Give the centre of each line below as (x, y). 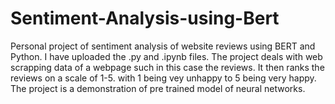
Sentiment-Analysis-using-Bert (145, 18)
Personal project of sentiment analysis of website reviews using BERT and (163, 46)
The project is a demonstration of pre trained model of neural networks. (158, 88)
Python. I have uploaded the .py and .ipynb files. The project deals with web (166, 56)
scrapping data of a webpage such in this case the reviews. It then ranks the (167, 67)
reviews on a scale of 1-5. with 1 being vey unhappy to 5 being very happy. (163, 78)
